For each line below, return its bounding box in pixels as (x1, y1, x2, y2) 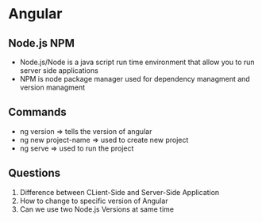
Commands (8, 105, 67, 119)
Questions (8, 166, 61, 180)
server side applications (19, 66, 99, 75)
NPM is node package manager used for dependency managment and (19, 75, 250, 83)
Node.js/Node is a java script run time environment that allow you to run (19, 57, 256, 67)
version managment (19, 82, 86, 92)
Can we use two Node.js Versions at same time (19, 204, 175, 214)
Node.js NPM (8, 36, 75, 50)
